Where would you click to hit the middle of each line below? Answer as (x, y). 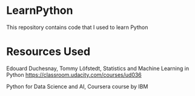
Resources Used (48, 52)
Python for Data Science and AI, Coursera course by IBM (77, 86)
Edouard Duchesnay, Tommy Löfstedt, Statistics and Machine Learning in (98, 68)
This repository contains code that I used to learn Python (77, 27)
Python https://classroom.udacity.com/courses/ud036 (74, 75)
